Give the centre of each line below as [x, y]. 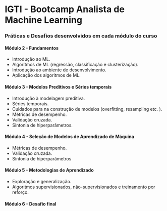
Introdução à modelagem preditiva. [48, 98]
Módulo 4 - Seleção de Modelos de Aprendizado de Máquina [69, 137]
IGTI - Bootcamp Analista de [65, 9]
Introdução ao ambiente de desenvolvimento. [59, 70]
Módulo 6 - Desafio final [31, 204]
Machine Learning [44, 20]
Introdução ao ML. [31, 59]
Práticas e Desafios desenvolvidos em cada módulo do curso [81, 36]
